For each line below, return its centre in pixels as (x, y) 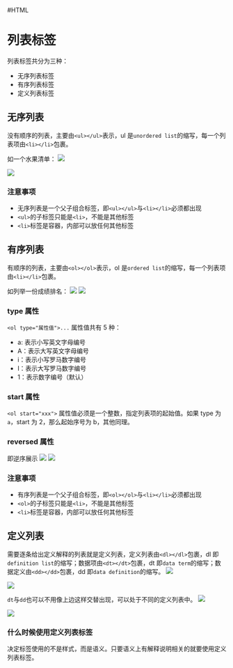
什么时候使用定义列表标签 (50, 632)
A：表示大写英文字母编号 (53, 351)
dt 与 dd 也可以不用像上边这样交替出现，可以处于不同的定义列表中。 (102, 599)
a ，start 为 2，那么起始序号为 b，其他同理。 (71, 422)
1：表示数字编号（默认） (52, 377)
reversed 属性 (31, 442)
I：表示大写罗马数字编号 (52, 368)
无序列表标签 (35, 75)
